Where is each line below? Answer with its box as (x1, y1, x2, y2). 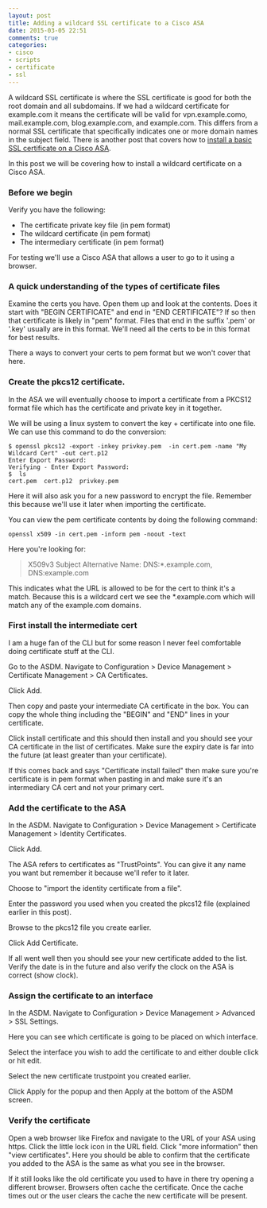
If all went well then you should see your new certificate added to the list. (8, 954, 248, 963)
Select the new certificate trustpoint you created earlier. (8, 1071, 192, 1081)
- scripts (8, 56, 41, 64)
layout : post (8, 11, 52, 20)
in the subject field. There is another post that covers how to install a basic (8, 134, 253, 144)
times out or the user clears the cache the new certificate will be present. (8, 1191, 248, 1200)
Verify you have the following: (8, 204, 106, 215)
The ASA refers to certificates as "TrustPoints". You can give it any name (8, 860, 246, 869)
